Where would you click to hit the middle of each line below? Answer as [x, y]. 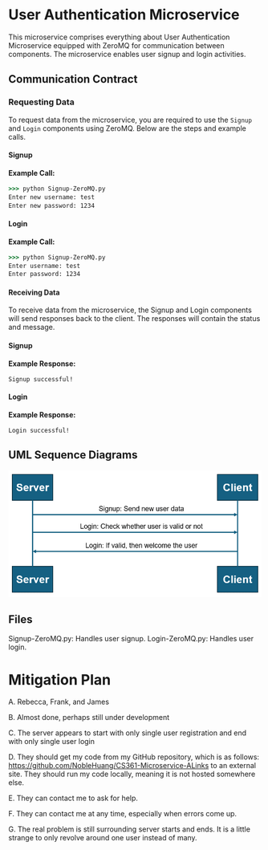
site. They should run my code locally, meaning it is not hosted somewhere [132, 774]
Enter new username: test [51, 197]
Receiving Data [34, 292]
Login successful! [39, 430]
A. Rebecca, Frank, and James [59, 702]
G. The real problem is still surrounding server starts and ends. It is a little [130, 829]
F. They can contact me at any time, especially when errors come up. [123, 814]
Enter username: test [45, 266]
